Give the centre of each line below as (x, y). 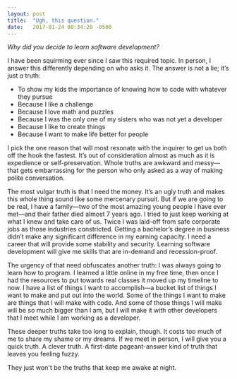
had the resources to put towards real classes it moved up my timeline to (113, 280)
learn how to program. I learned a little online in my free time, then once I (113, 273)
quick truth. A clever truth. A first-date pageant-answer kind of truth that (113, 347)
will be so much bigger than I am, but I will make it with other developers (112, 311)
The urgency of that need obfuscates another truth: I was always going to (114, 265)
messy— (208, 163)
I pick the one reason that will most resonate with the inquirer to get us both (117, 148)
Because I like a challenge (55, 104)
